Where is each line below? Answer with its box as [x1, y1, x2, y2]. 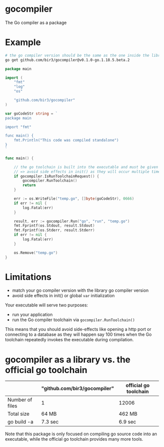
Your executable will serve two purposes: [5, 302, 88, 308]
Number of [7, 397, 33, 403]
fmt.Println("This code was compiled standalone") [14, 138, 119, 143]
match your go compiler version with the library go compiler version [12, 287, 149, 293]
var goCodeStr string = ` [5, 111, 58, 116]
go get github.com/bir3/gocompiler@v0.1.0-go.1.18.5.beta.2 [5, 57, 130, 62]
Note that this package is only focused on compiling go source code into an [5, 431, 157, 437]
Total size [7, 410, 30, 417]
